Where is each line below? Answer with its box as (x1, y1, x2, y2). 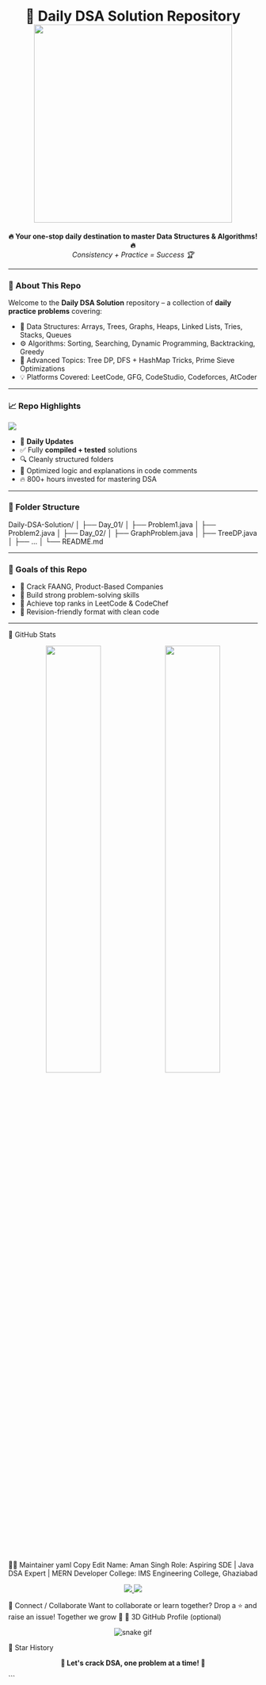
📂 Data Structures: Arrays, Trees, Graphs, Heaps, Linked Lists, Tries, (19, 322, 243, 331)
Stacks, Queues (19, 331, 72, 340)
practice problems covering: (8, 307, 103, 316)
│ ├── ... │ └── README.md (8, 537, 104, 546)
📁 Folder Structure (8, 502, 81, 513)
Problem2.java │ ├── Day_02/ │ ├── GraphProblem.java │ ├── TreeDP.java (8, 528, 257, 537)
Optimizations (19, 364, 66, 373)
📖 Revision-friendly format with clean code (19, 607, 160, 617)
